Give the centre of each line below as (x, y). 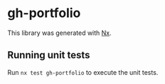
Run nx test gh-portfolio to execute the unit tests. (83, 72)
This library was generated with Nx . (59, 33)
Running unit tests (49, 55)
